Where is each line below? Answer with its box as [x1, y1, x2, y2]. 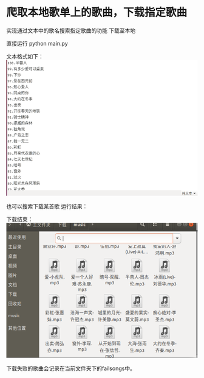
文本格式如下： [6, 52, 44, 60]
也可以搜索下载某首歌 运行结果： [6, 202, 88, 210]
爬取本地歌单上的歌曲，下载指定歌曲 [6, 5, 188, 19]
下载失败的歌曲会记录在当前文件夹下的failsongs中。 [6, 365, 135, 372]
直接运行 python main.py [6, 40, 68, 47]
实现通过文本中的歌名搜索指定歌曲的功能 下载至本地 [6, 27, 135, 34]
